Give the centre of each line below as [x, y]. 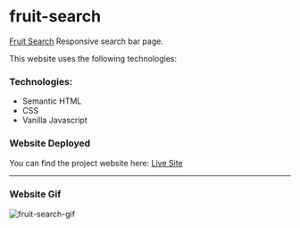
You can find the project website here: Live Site [96, 163]
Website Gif [35, 194]
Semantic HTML [52, 101]
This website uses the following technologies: [93, 58]
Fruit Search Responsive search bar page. [86, 41]
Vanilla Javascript [54, 120]
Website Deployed [50, 143]
